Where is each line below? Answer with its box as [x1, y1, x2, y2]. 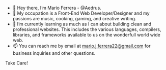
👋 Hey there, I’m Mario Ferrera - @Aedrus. [12, 5, 102, 11]
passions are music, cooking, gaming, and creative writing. [12, 16, 136, 21]
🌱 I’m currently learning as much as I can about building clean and [12, 21, 152, 27]
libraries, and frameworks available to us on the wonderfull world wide [12, 32, 160, 38]
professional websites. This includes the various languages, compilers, [12, 26, 161, 32]
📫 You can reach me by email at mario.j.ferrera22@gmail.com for [12, 43, 151, 49]
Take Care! [5, 60, 28, 66]
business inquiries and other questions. [12, 50, 96, 56]
